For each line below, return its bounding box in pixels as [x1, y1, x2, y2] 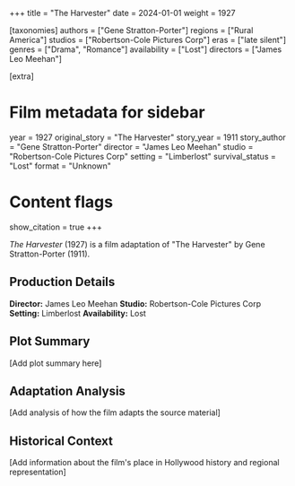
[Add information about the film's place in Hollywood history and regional [9, 457, 280, 468]
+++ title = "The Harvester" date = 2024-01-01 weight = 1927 [9, 8, 236, 18]
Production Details [9, 274, 116, 290]
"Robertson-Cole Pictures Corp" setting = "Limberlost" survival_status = [9, 151, 276, 161]
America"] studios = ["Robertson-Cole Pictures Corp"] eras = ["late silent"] [9, 35, 287, 45]
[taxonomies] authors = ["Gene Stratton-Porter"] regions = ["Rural [9, 25, 254, 35]
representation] [9, 466, 67, 478]
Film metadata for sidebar [9, 102, 205, 123]
